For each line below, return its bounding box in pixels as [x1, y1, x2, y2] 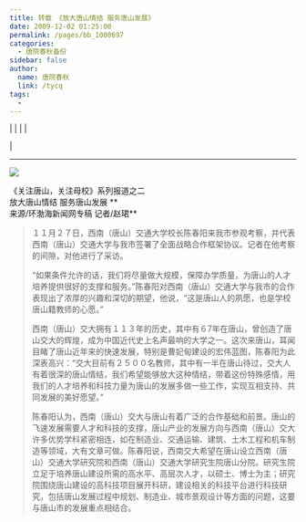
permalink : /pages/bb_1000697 [9, 30, 125, 39]
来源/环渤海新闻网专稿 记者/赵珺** [9, 208, 138, 219]
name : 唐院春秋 [17, 73, 70, 82]
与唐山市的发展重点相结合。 [31, 503, 137, 514]
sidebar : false [9, 56, 67, 65]
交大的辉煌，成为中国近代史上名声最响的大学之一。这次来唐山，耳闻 [39, 335, 296, 346]
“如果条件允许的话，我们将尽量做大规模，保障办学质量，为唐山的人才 [31, 270, 291, 281]
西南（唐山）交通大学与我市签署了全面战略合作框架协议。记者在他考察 [31, 239, 296, 250]
